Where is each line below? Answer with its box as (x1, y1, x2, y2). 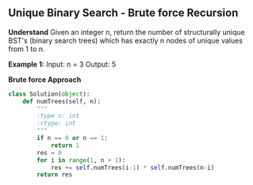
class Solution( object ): (8, 90, 90, 98)
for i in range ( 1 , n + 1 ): (36, 156, 126, 164)
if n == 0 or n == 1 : (36, 134, 109, 142)
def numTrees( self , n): (22, 97, 102, 105)
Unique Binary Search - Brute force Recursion (8, 6, 239, 20)
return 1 (50, 142, 80, 149)
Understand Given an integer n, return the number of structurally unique (8, 27, 245, 36)
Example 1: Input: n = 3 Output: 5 (8, 59, 117, 69)
